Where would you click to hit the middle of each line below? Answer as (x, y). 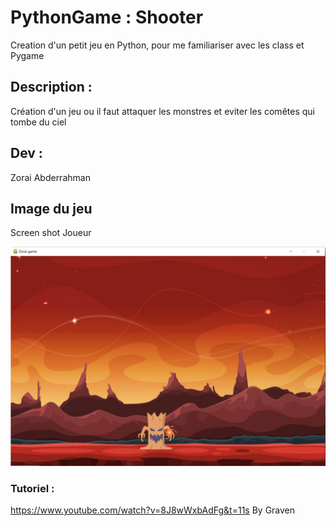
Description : (51, 87)
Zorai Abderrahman (50, 177)
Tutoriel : (32, 488)
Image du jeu (51, 208)
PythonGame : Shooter (107, 17)
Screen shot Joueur (51, 233)
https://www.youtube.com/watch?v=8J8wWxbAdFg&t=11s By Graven (153, 510)
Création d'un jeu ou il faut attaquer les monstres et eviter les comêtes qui (162, 111)
